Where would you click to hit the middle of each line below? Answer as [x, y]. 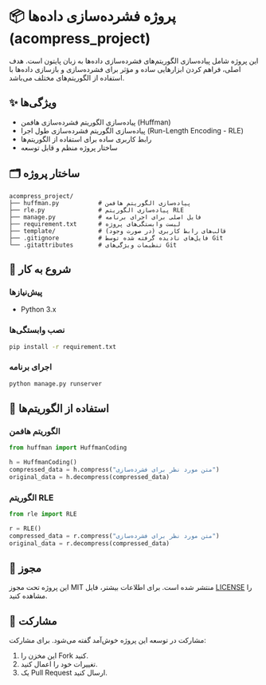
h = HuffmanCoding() [43, 462]
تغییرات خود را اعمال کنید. [59, 664]
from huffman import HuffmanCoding [68, 448]
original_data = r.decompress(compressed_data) [90, 543]
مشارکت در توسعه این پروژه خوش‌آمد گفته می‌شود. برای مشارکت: [108, 640]
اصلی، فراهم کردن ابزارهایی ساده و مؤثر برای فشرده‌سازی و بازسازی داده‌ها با [125, 69]
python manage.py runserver [56, 384]
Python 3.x [38, 310]
